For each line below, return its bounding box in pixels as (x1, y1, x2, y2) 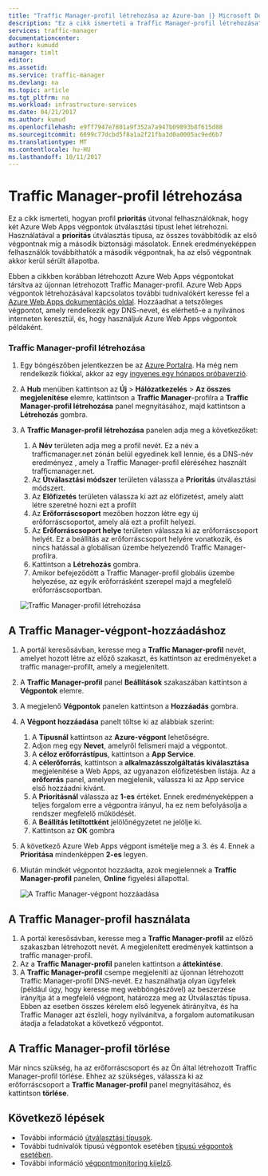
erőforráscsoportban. (31, 585, 103, 595)
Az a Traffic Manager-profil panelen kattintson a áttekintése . (19, 959, 223, 969)
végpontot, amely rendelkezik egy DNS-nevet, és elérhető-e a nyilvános (8, 305, 246, 316)
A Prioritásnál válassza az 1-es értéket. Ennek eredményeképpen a (31, 792, 254, 801)
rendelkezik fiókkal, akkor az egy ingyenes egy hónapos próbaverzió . (19, 369, 249, 379)
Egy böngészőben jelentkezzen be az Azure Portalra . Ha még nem (19, 360, 238, 370)
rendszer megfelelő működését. (31, 808, 137, 819)
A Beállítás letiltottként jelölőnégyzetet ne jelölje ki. (31, 817, 203, 827)
